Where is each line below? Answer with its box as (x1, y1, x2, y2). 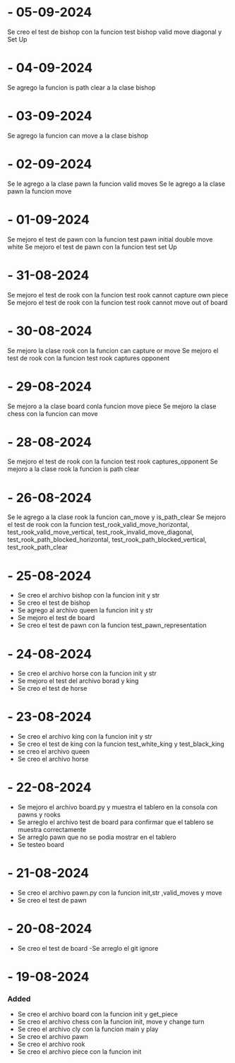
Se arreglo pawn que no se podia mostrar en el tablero (17, 833, 176, 841)
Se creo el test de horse (17, 684, 88, 693)
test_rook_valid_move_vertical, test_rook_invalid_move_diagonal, (7, 528, 194, 537)
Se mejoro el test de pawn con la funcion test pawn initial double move (7, 234, 213, 244)
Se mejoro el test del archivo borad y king (17, 677, 139, 685)
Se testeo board (17, 841, 65, 849)
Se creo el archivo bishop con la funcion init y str (17, 591, 160, 600)
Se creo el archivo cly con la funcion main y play (17, 1025, 159, 1033)
